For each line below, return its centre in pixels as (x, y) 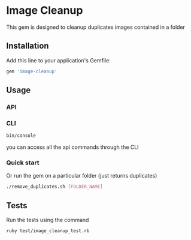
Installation (28, 46)
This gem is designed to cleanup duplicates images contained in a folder (96, 27)
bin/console (21, 136)
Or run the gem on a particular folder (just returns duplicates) (82, 176)
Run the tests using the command (48, 220)
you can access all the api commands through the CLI (72, 147)
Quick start (23, 163)
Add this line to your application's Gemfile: (58, 60)
